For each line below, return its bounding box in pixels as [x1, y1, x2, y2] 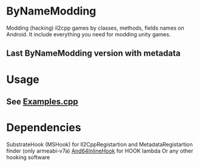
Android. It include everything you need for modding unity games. [6, 30, 171, 38]
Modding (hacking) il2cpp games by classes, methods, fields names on [6, 24, 185, 31]
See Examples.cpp [6, 96, 79, 106]
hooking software [6, 153, 50, 161]
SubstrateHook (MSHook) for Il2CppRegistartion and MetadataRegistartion [6, 140, 193, 148]
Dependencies [6, 121, 81, 134]
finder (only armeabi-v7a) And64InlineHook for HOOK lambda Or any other [6, 147, 194, 154]
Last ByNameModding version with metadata [6, 48, 181, 59]
